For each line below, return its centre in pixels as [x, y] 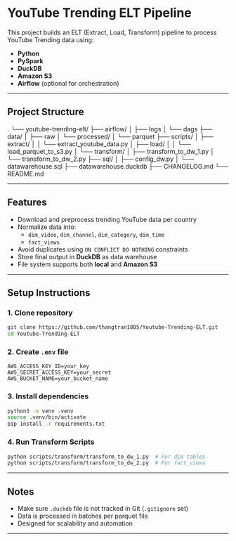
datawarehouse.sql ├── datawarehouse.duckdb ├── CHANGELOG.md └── [118, 166]
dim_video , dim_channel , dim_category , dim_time [96, 234]
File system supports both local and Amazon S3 [87, 264]
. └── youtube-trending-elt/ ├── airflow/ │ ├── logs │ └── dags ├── [110, 129]
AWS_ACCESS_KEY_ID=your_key [48, 367]
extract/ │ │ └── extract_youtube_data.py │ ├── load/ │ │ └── [99, 144]
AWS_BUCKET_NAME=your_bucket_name [58, 379]
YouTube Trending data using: [51, 39]
